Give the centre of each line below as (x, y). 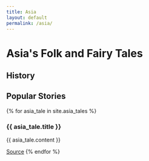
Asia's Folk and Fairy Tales (75, 53)
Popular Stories (36, 96)
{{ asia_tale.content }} (33, 140)
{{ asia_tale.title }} (34, 126)
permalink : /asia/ (29, 23)
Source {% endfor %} (33, 152)
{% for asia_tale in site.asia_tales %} (51, 111)
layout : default (27, 18)
